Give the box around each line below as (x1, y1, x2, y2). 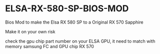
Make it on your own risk (5, 28, 55, 34)
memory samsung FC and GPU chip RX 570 (5, 43, 94, 49)
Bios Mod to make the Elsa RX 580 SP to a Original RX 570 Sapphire (5, 19, 144, 25)
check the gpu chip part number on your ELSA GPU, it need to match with (5, 38, 156, 44)
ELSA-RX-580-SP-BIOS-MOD (5, 3, 129, 14)
